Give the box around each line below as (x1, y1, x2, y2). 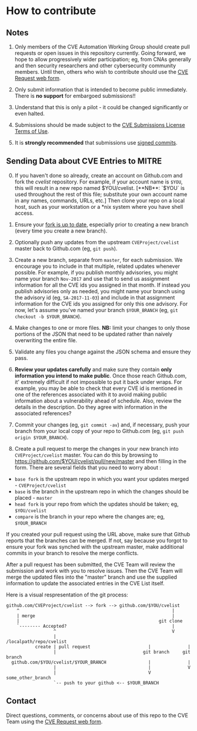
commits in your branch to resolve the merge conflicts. (6, 549, 139, 556)
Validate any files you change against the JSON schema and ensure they (14, 348, 191, 355)
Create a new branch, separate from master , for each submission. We (14, 256, 183, 263)
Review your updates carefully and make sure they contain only (14, 366, 172, 373)
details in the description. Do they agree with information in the (14, 403, 168, 411)
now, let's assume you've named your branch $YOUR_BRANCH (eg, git (14, 306, 178, 313)
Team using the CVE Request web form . (6, 718, 103, 725)
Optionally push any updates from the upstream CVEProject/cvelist (14, 238, 179, 245)
